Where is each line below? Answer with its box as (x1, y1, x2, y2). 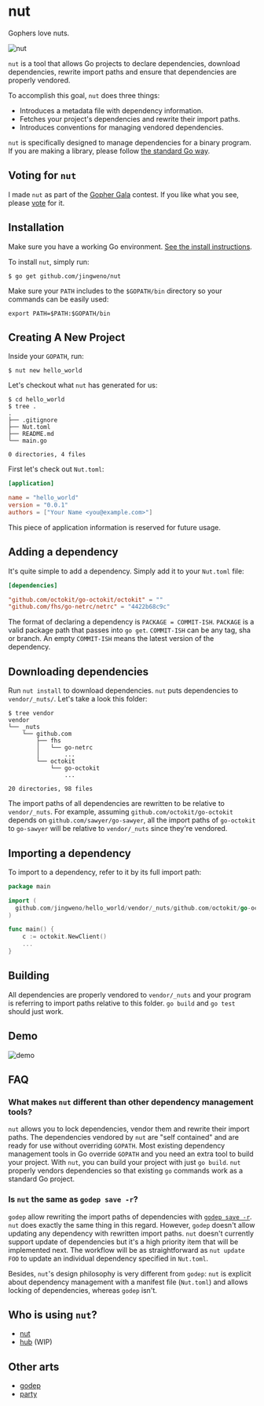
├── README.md (8, 430, 55, 438)
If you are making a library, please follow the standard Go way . (8, 146, 211, 156)
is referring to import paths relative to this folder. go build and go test (8, 998, 236, 1008)
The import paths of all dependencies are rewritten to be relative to (8, 799, 225, 808)
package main (8, 882, 51, 890)
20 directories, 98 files (8, 785, 93, 793)
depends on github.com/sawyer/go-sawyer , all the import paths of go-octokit (8, 815, 256, 825)
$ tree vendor (8, 709, 55, 717)
